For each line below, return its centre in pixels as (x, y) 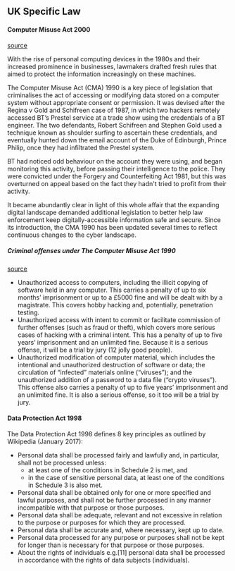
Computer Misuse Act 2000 (49, 29)
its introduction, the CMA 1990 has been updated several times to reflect (113, 227)
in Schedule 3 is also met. (65, 485)
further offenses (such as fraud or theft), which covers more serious (116, 327)
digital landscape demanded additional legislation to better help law (105, 212)
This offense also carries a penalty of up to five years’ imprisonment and (123, 387)
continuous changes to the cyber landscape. (72, 235)
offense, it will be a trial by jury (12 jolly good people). (95, 350)
